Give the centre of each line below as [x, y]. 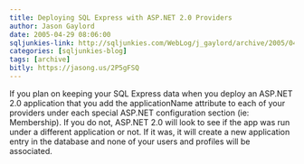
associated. [31, 150]
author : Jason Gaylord [52, 26]
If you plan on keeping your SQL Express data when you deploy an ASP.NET [151, 93]
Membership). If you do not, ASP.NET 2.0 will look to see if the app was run [150, 122]
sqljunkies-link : [42, 43]
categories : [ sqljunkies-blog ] [68, 51]
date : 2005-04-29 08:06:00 [60, 34]
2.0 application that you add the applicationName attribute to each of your [147, 103]
